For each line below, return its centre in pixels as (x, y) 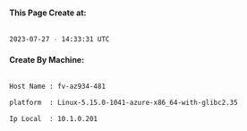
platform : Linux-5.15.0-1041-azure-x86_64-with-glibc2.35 (124, 103)
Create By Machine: (47, 59)
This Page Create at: (48, 13)
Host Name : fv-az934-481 (57, 87)
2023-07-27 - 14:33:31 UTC (60, 39)
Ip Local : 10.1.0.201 (54, 119)
